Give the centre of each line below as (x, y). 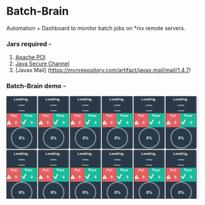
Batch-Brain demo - (36, 86)
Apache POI (30, 57)
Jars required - (29, 44)
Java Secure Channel (42, 64)
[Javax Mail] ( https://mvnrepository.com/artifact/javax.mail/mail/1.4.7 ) (103, 70)
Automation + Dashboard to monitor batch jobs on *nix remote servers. (96, 28)
